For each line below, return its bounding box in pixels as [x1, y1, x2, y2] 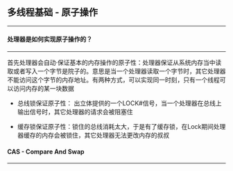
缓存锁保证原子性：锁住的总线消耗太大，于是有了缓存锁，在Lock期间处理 [17, 123, 226, 131]
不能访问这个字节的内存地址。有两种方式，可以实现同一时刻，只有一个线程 [7, 75, 220, 84]
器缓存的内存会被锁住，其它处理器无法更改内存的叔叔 [17, 131, 170, 140]
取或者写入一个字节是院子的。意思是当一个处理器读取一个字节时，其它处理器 [7, 67, 226, 75]
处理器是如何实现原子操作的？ [7, 35, 92, 44]
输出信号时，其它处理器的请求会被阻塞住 [17, 108, 133, 116]
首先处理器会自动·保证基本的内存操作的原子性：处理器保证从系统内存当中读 [7, 58, 222, 67]
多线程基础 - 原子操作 [7, 6, 98, 19]
